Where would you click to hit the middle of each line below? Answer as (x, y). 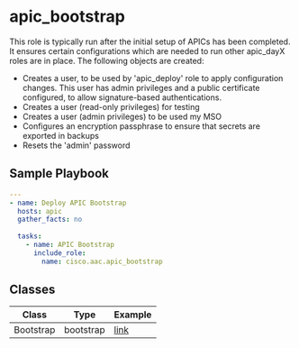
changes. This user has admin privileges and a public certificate (141, 87)
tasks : (30, 236)
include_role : (60, 253)
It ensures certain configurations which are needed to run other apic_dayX (147, 50)
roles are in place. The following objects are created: (107, 60)
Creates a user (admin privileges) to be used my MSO (122, 116)
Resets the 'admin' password (76, 145)
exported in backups (60, 135)
